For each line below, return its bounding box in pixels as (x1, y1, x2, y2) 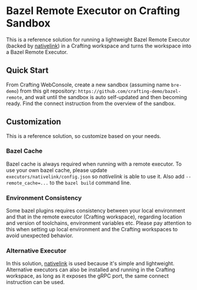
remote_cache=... (6, 180, 49, 186)
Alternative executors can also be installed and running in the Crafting (6, 266, 175, 274)
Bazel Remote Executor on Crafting (6, 4, 181, 18)
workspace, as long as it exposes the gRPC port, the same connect (6, 272, 169, 279)
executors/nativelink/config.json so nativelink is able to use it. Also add (6, 173, 185, 180)
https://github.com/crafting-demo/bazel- (78, 88, 181, 95)
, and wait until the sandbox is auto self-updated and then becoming (21, 93, 187, 100)
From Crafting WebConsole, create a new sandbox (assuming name (6, 81, 170, 88)
